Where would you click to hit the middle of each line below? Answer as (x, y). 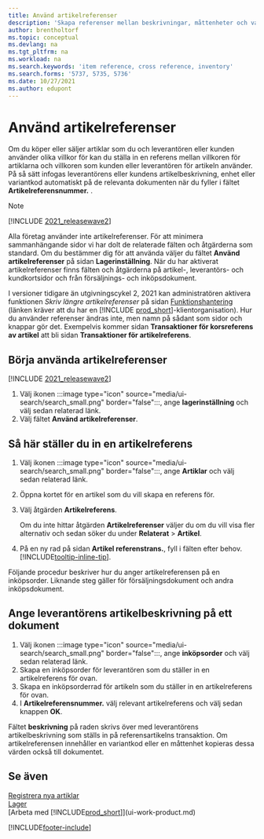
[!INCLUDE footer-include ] (50, 827)
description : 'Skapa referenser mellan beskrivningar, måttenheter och (128, 23)
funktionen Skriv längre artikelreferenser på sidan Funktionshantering (121, 302)
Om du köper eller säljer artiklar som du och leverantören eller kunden (121, 149)
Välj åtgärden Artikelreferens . (68, 509)
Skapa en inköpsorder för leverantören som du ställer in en (114, 669)
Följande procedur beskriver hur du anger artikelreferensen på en (114, 572)
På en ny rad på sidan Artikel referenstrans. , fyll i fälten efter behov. (130, 548)
